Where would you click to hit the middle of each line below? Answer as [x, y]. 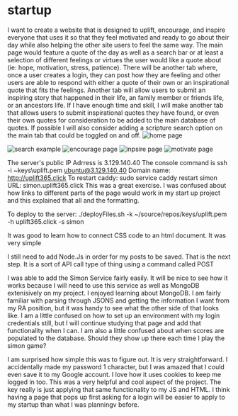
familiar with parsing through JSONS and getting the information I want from [119, 300]
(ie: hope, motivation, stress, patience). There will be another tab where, [113, 67]
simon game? [27, 345]
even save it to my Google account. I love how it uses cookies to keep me [114, 374]
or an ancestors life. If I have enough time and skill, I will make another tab [115, 105]
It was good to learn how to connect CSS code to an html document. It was [117, 235]
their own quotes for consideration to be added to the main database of [112, 120]
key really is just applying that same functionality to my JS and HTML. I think [119, 389]
